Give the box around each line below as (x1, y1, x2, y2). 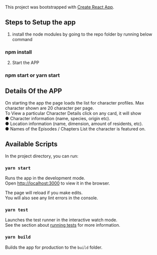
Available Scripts (5, 140, 58, 149)
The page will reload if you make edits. (5, 190, 83, 195)
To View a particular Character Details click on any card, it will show (5, 110, 141, 116)
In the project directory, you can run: (5, 153, 78, 159)
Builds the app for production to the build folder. (5, 244, 103, 250)
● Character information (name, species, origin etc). (5, 115, 111, 121)
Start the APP (12, 60, 39, 65)
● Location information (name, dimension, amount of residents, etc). (5, 121, 143, 127)
